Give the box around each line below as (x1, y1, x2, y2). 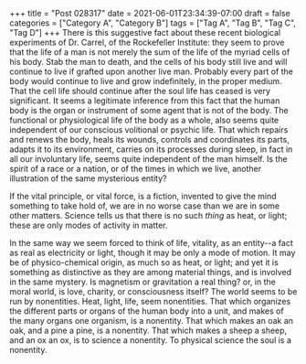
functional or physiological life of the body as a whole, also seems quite (9, 114, 280, 125)
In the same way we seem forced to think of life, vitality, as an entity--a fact (9, 238, 294, 248)
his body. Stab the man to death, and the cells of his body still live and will (9, 57, 288, 67)
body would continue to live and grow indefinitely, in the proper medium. (9, 76, 282, 86)
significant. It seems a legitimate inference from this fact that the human (9, 95, 280, 106)
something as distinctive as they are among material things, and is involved (9, 267, 292, 277)
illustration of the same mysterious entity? (9, 173, 167, 184)
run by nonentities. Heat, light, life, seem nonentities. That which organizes (9, 296, 291, 306)
